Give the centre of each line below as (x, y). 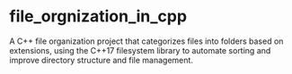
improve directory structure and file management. (101, 60)
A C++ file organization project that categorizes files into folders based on (146, 41)
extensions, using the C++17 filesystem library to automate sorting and (140, 50)
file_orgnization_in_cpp (98, 16)
